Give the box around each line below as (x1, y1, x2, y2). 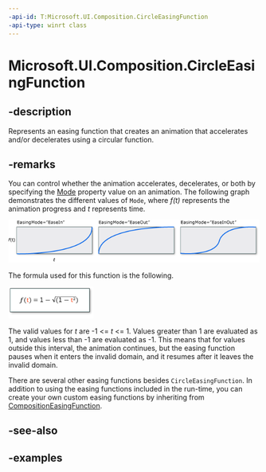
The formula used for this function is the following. (8, 271, 174, 280)
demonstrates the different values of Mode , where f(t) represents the (8, 196, 230, 205)
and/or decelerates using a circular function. (8, 135, 155, 144)
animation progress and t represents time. (8, 204, 146, 214)
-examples (8, 451, 63, 465)
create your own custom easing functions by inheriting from (8, 392, 205, 402)
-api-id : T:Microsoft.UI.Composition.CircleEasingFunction (8, 13, 209, 21)
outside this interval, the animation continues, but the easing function (8, 343, 236, 353)
